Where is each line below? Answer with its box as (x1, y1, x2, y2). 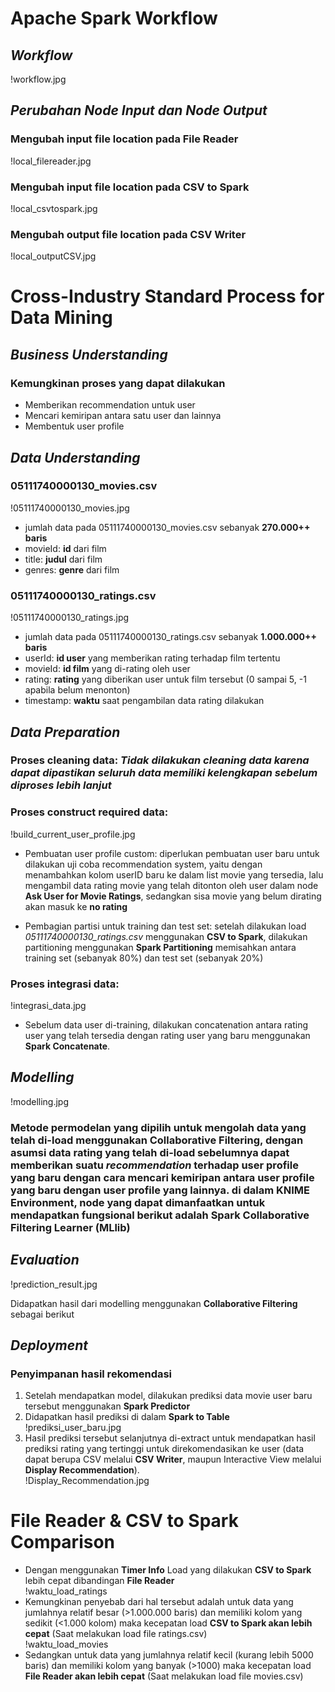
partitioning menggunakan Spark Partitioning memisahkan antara (24, 941, 297, 953)
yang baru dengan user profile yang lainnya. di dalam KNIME (10, 1183, 311, 1197)
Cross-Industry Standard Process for (10, 285, 325, 308)
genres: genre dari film (24, 563, 120, 576)
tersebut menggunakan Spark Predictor (24, 1400, 191, 1412)
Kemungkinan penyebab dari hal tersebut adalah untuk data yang (24, 1596, 294, 1608)
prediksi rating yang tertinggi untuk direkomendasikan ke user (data (24, 1443, 305, 1455)
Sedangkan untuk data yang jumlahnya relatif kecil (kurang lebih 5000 (24, 1649, 314, 1661)
